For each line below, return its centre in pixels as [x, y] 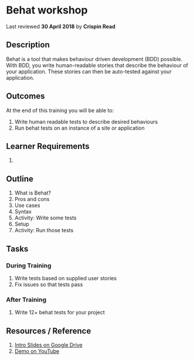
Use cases [27, 205]
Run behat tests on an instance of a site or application [79, 128]
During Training [29, 266]
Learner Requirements [48, 146]
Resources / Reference [49, 331]
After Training [26, 300]
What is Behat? [33, 193]
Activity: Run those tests [44, 230]
